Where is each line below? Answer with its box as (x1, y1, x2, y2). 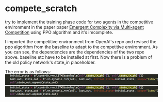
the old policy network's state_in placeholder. (5, 59, 96, 65)
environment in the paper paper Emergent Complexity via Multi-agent (5, 24, 144, 30)
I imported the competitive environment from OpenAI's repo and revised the (5, 38, 157, 44)
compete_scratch (5, 3, 77, 14)
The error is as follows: (5, 68, 51, 74)
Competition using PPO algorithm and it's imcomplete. (5, 29, 113, 35)
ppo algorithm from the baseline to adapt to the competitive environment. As (5, 44, 158, 50)
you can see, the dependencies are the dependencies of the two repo (5, 49, 145, 55)
